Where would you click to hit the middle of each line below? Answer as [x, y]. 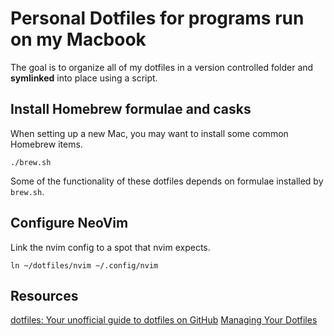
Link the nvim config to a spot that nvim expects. [110, 247]
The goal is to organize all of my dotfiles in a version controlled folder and [162, 67]
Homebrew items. [46, 144]
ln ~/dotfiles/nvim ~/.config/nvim [84, 265]
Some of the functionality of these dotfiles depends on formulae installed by [167, 181]
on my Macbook [78, 39]
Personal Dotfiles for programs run [157, 18]
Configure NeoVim [69, 223]
